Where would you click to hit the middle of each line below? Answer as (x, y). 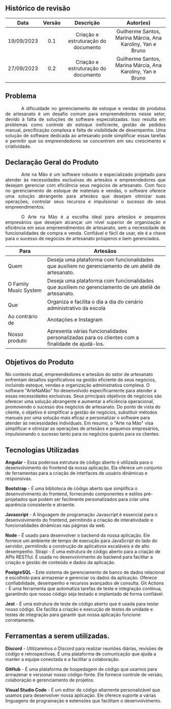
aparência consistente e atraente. (40, 505)
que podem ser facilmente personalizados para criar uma (89, 499)
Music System (25, 290)
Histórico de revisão (38, 8)
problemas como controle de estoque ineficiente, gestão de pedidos (85, 124)
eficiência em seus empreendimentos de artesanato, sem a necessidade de (85, 228)
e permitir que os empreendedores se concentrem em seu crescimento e (85, 141)
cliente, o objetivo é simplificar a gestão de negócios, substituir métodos (81, 412)
